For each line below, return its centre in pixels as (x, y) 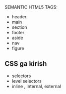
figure (18, 48)
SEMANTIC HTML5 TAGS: (31, 7)
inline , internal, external (36, 86)
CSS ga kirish (26, 64)
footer (18, 32)
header (19, 17)
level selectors (27, 81)
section (19, 27)
